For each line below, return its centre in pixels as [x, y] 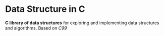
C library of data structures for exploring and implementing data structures [82, 23]
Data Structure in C [45, 9]
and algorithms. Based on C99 [36, 28]
